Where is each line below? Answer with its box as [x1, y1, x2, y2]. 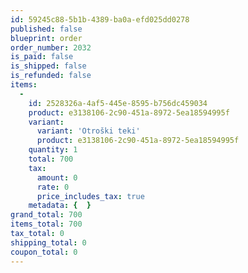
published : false [10, 24, 83, 34]
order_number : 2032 [10, 42, 92, 53]
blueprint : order [10, 33, 83, 43]
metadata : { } [28, 201, 92, 211]
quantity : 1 [28, 145, 78, 155]
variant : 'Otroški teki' [36, 126, 141, 136]
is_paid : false [10, 52, 74, 62]
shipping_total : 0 [10, 237, 87, 248]
